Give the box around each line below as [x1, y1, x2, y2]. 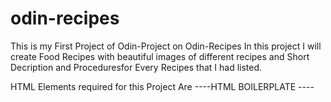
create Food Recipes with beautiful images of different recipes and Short [10, 50, 310, 62]
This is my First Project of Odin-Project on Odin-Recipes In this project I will [10, 40, 322, 52]
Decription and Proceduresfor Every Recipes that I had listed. [10, 61, 263, 73]
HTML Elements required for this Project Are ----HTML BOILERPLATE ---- [10, 80, 315, 92]
